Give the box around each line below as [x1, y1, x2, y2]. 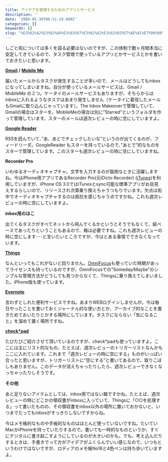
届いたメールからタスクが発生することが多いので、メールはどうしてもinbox [5, 78, 161, 84]
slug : [5, 31, 16, 36]
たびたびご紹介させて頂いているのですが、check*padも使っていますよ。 [5, 338, 154, 344]
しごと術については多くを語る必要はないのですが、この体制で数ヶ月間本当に [5, 45, 163, 51]
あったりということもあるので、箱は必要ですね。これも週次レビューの [18, 227, 162, 233]
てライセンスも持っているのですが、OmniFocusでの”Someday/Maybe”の [5, 266, 154, 272]
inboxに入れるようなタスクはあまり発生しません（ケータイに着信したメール [5, 97, 161, 103]
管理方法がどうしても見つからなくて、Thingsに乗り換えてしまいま [22, 273, 158, 278]
